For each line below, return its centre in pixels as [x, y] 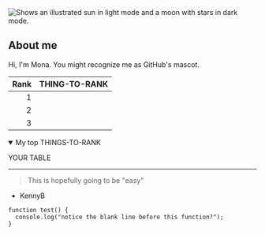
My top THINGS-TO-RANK [58, 142]
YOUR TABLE [30, 158]
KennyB [32, 196]
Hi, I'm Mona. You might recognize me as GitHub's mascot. [104, 64]
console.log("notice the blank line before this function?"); [119, 217]
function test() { [38, 210]
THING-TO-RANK [74, 84]
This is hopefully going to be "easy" [86, 180]
